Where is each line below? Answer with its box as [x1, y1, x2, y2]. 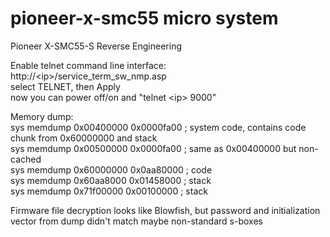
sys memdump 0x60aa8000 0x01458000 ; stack [10, 174, 212, 186]
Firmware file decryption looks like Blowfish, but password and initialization [10, 204, 321, 216]
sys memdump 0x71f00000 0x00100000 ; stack [10, 185, 208, 197]
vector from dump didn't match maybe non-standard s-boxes [10, 215, 263, 227]
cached [10, 153, 42, 165]
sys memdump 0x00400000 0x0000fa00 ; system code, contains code [10, 121, 307, 133]
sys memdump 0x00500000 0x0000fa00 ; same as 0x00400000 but [10, 142, 297, 154]
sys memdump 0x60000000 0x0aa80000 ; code [10, 163, 213, 176]
